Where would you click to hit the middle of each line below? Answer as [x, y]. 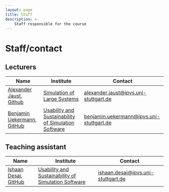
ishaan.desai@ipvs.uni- [126, 172]
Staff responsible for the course [50, 24]
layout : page [19, 10]
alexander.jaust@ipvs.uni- [115, 93]
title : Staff [19, 15]
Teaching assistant [36, 147]
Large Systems [61, 99]
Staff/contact [34, 49]
